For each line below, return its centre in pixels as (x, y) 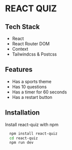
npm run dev (22, 143)
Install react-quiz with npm (32, 124)
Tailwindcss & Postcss (34, 54)
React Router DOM (31, 44)
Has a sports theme (32, 81)
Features (19, 70)
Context (20, 49)
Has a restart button (32, 97)
